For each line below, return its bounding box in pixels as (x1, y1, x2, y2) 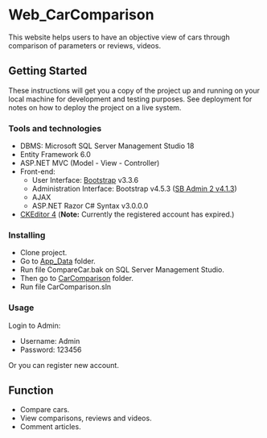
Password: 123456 (19, 345, 82, 354)
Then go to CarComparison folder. (19, 274, 134, 283)
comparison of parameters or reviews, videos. (8, 40, 162, 50)
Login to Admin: (8, 320, 61, 330)
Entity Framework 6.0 (19, 150, 91, 159)
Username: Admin (19, 336, 80, 345)
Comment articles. (19, 422, 82, 432)
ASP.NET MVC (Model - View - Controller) (19, 159, 160, 168)
